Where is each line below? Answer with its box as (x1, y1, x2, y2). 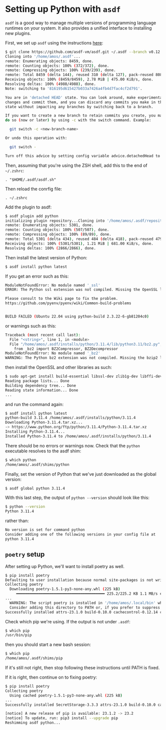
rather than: (5, 518, 29, 524)
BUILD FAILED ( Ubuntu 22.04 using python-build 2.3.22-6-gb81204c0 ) (5, 314, 149, 319)
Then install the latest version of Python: (5, 254, 87, 260)
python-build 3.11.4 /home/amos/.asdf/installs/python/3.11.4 (5, 415, 136, 420)
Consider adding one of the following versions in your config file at (5, 532, 156, 537)
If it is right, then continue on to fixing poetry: (5, 674, 97, 680)
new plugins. (5, 30, 31, 36)
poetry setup (5, 550, 45, 559)
